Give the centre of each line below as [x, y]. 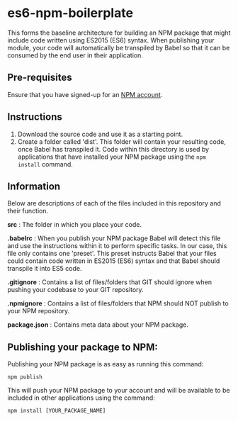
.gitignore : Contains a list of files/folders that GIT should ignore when [110, 282]
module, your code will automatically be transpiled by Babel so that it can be [119, 47]
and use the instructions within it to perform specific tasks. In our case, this [117, 246]
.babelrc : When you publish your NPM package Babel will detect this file [114, 238]
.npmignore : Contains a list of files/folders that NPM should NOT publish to [118, 303]
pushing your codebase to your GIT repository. [75, 290]
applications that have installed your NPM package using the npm [112, 157]
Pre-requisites [40, 78]
